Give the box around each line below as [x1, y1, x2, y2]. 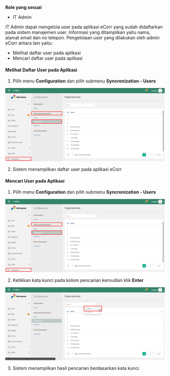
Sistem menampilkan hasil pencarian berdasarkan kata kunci [12, 365, 139, 371]
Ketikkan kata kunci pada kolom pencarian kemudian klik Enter [12, 277, 144, 283]
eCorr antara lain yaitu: [5, 40, 53, 46]
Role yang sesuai [5, 5, 42, 10]
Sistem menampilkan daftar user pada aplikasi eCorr [12, 166, 122, 172]
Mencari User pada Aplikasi [5, 178, 65, 184]
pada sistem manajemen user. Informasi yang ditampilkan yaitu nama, [5, 29, 151, 35]
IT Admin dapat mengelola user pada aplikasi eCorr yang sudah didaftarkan [5, 24, 163, 30]
